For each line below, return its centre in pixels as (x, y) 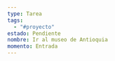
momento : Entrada (33, 46)
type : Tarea (25, 14)
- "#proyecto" (34, 27)
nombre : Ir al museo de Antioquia (58, 40)
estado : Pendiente (34, 33)
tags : (15, 20)
